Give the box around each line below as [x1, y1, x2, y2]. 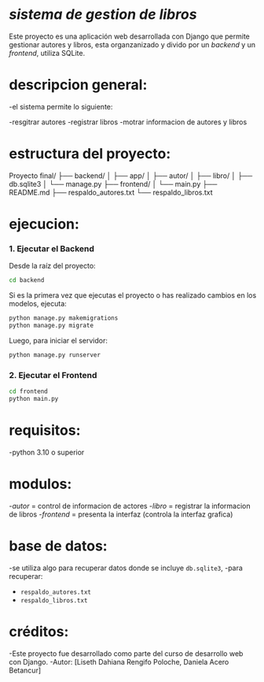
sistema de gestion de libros [9, 6, 197, 24]
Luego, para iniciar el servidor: [9, 335, 108, 345]
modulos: [9, 475, 72, 493]
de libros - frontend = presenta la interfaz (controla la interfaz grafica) [9, 510, 233, 519]
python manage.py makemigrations [9, 314, 119, 322]
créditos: [9, 622, 69, 640]
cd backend [9, 276, 45, 284]
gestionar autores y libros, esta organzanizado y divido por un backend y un [9, 39, 256, 49]
